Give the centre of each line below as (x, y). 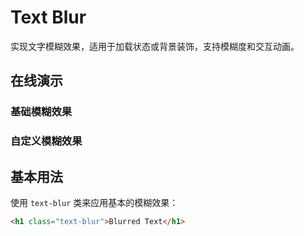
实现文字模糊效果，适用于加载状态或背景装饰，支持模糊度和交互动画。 (155, 46)
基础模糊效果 (41, 112)
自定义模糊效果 (46, 141)
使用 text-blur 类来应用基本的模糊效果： (94, 202)
